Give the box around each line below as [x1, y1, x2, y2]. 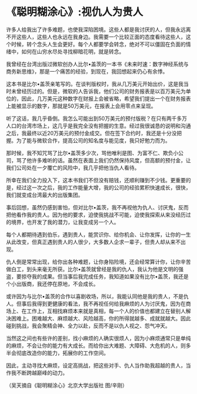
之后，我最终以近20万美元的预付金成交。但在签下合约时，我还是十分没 [6, 129, 177, 136]
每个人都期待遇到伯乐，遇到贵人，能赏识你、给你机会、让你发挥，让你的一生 [6, 231, 191, 238]
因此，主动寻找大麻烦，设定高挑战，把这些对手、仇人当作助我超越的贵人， [6, 362, 186, 369]
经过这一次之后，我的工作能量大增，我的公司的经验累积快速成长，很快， [16, 183, 191, 191]
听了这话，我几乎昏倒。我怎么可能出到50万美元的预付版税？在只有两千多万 [6, 115, 188, 122]
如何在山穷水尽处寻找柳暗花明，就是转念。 [21, 48, 124, 55]
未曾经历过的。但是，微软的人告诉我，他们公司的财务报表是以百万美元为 [11, 88, 186, 95]
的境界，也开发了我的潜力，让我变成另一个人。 [6, 218, 119, 225]
